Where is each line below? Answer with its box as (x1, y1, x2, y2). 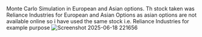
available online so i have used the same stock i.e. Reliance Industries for (6, 18, 190, 24)
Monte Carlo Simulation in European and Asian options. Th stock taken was (6, 5, 195, 12)
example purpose (6, 24, 50, 31)
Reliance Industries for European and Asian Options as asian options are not (6, 11, 197, 18)
